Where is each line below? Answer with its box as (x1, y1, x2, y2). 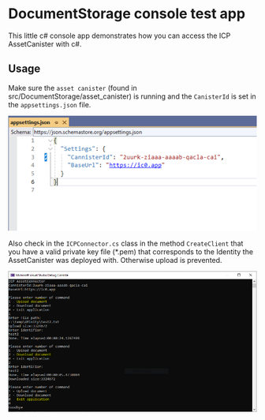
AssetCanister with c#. (8, 39, 82, 48)
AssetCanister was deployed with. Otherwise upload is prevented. (8, 256, 222, 265)
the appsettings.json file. (8, 99, 91, 109)
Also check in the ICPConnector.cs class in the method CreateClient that (8, 238, 244, 249)
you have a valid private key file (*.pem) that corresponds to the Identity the (8, 247, 254, 257)
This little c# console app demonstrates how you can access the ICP (8, 31, 231, 40)
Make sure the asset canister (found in (8, 83, 137, 92)
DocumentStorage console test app (8, 5, 246, 23)
